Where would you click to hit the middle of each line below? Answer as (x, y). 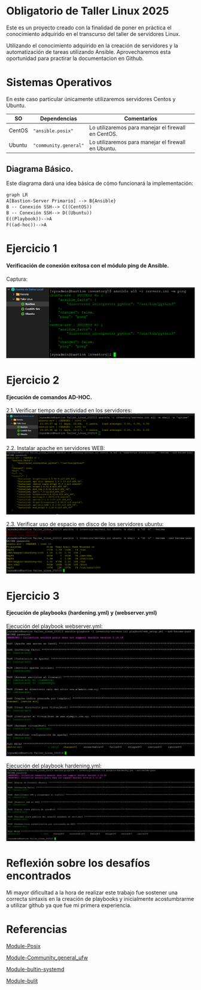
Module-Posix (23, 946)
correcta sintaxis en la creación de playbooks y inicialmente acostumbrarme (100, 899)
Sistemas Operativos (59, 83)
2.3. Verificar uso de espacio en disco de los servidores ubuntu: (85, 524)
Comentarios (141, 119)
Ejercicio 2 (33, 380)
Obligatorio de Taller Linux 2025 (88, 11)
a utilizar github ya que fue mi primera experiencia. (69, 906)
